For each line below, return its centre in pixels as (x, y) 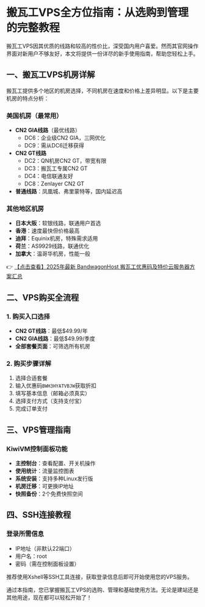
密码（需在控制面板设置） (47, 564)
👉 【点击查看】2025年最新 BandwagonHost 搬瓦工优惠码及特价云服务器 (98, 267)
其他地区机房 (25, 209)
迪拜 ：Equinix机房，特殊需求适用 (56, 239)
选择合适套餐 (31, 378)
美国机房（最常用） (34, 116)
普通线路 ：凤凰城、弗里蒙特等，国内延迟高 (69, 192)
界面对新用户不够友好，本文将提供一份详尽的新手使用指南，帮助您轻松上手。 (103, 53)
